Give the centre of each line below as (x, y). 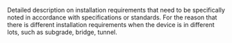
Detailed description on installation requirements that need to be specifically (116, 10)
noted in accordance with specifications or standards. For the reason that (112, 17)
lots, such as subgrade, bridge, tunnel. (62, 32)
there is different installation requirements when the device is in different (111, 25)
